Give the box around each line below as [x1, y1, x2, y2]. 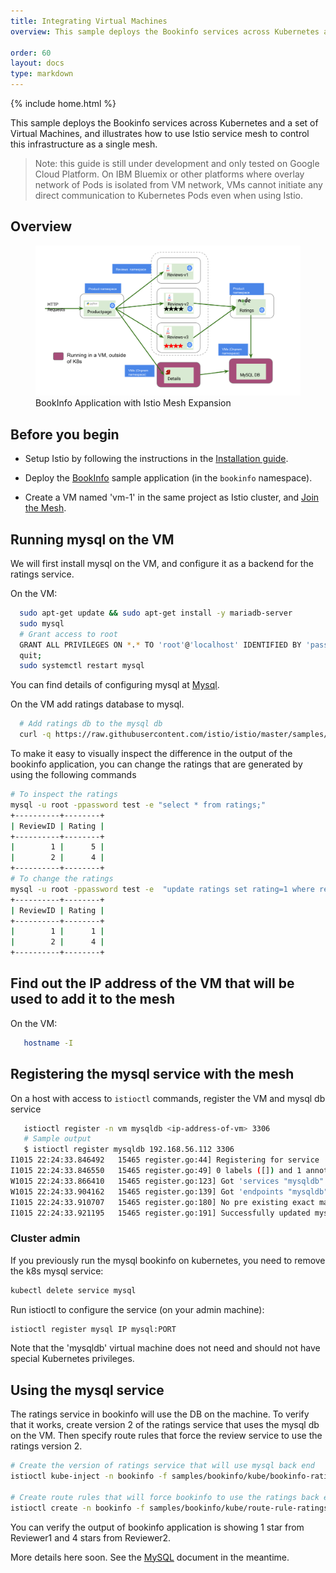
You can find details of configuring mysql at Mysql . [10, 679, 220, 691]
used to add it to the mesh [10, 991, 176, 1008]
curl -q [19, 730, 52, 740]
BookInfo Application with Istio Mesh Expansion [35, 397, 232, 409]
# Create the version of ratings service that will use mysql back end [10, 1461, 315, 1471]
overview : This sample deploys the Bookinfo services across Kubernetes [10, 26, 320, 37]
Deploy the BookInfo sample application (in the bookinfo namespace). [24, 472, 313, 484]
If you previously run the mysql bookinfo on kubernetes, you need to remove [10, 1254, 326, 1266]
